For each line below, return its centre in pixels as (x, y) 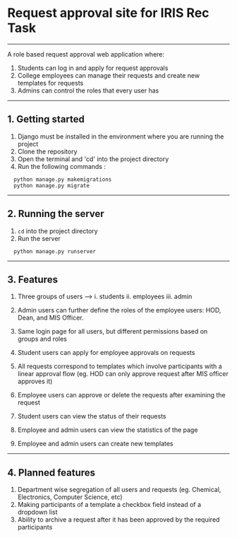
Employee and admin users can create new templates (95, 444)
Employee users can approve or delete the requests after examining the (121, 395)
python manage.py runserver (55, 251)
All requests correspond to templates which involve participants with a (120, 366)
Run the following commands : (61, 166)
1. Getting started (46, 119)
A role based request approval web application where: (86, 54)
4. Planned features (51, 473)
